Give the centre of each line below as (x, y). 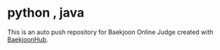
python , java (46, 13)
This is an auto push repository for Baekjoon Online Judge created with (110, 32)
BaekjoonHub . (28, 39)
